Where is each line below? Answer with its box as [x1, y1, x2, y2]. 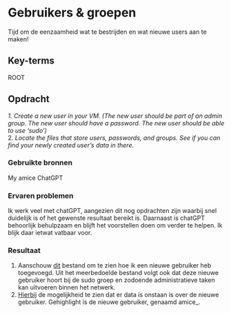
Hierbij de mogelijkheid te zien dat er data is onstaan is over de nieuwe [17, 291, 219, 299]
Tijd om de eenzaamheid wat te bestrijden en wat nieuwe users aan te [8, 28, 208, 36]
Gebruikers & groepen [8, 5, 137, 21]
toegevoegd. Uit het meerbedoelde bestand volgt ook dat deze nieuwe [17, 269, 219, 277]
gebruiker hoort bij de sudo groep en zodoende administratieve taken [17, 276, 216, 284]
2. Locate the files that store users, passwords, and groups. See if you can [8, 133, 221, 142]
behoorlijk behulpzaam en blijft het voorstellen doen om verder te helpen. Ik [8, 221, 223, 230]
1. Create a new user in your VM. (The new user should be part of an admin [8, 112, 223, 120]
